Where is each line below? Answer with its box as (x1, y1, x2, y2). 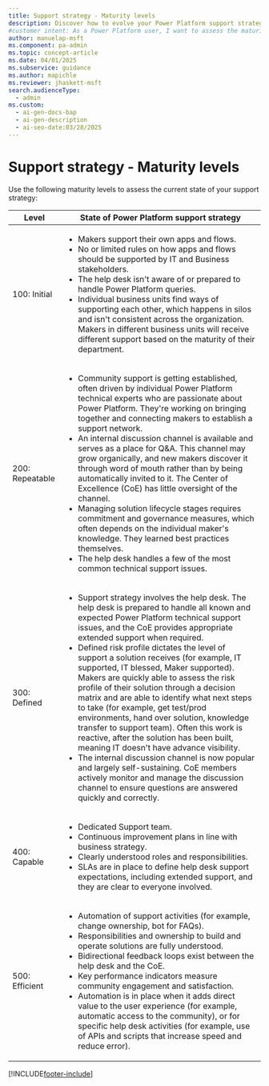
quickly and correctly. (77, 792, 160, 803)
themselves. (77, 542, 124, 553)
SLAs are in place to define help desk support (77, 861, 250, 872)
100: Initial (12, 288, 53, 300)
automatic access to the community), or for (77, 1010, 240, 1021)
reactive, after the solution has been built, (77, 732, 234, 743)
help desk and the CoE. (77, 960, 166, 971)
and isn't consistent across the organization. (77, 313, 244, 324)
